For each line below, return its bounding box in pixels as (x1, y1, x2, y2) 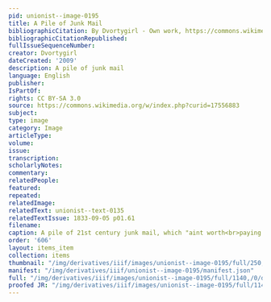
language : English (8, 72, 70, 80)
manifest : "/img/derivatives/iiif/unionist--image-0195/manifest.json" (8, 267, 254, 275)
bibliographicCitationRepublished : (8, 34, 128, 43)
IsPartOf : (8, 86, 42, 95)
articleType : (8, 131, 52, 139)
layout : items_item (8, 244, 74, 252)
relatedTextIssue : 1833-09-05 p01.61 (8, 214, 135, 222)
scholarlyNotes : (8, 162, 63, 170)
